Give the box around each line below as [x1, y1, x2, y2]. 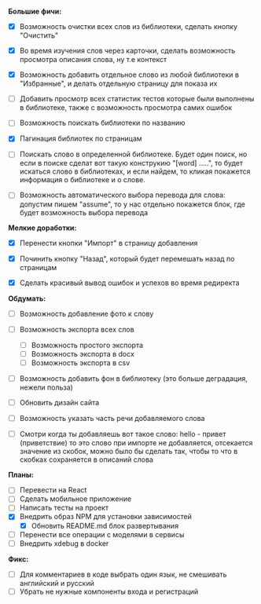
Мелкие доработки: [8, 223, 77, 232]
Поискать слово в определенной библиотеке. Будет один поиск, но [19, 149, 248, 159]
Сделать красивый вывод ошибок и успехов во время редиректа [19, 278, 240, 287]
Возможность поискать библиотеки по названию [19, 118, 186, 128]
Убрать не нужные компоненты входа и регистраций [19, 587, 199, 596]
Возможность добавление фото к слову [19, 309, 154, 318]
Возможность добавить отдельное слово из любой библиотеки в [19, 70, 240, 79]
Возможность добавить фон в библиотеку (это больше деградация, [19, 374, 248, 383]
